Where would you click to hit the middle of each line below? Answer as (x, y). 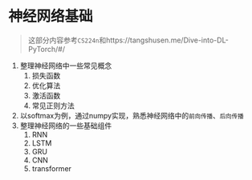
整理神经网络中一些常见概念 (66, 66)
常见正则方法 (53, 106)
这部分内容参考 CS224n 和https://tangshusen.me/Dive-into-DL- (128, 40)
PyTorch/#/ (47, 49)
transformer (52, 168)
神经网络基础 (51, 16)
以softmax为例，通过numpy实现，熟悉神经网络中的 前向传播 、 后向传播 (132, 115)
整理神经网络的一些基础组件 (66, 126)
